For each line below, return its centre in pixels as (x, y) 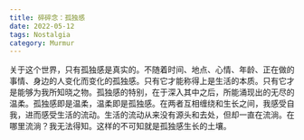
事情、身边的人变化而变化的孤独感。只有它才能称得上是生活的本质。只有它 (148, 81)
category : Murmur (42, 43)
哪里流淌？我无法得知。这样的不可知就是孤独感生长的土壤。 (120, 126)
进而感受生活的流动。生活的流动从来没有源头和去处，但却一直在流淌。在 (160, 115)
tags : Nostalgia (40, 34)
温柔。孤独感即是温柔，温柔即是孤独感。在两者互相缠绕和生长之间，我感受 (148, 104)
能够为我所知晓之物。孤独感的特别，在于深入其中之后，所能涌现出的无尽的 (156, 92)
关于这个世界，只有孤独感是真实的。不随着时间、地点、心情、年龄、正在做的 (152, 70)
